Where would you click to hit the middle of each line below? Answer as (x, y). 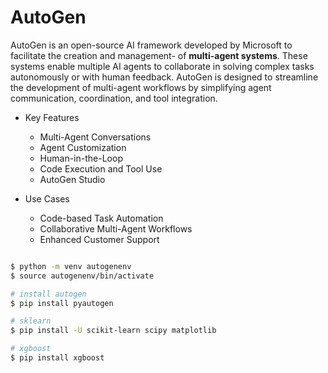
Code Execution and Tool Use (101, 168)
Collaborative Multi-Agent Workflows (116, 228)
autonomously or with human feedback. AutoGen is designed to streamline (164, 77)
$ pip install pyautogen (62, 303)
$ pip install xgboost (57, 358)
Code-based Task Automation (101, 218)
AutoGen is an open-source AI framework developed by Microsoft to (151, 45)
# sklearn (31, 321)
